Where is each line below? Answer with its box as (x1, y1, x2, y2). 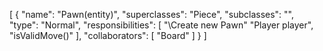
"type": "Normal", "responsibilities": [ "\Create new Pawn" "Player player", (9, 19, 314, 31)
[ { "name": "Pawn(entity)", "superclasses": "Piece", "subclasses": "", (9, 9, 295, 20)
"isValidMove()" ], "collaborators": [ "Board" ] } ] (9, 30, 207, 41)
